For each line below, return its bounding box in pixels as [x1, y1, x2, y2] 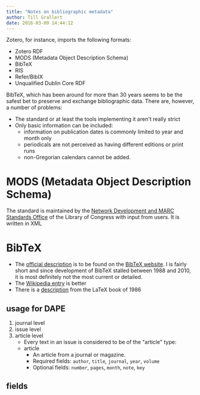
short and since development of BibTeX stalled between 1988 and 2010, [14, 267, 191, 274]
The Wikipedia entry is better [14, 279, 87, 287]
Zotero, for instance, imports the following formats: [6, 37, 131, 44]
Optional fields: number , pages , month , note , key [32, 364, 145, 371]
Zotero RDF [14, 48, 44, 55]
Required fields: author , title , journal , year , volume [32, 357, 160, 365]
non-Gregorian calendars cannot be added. [23, 154, 131, 161]
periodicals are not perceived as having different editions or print [23, 141, 184, 148]
